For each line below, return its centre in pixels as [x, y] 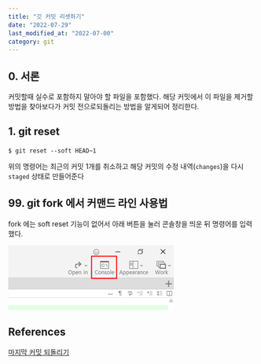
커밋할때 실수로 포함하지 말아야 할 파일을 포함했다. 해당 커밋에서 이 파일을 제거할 [131, 97]
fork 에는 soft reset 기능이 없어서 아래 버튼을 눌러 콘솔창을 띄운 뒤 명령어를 [123, 223]
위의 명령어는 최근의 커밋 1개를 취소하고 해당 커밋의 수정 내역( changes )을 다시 [126, 166]
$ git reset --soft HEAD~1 [52, 151]
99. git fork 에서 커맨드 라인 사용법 [88, 203]
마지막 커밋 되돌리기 [39, 352]
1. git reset [34, 132]
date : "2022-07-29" [40, 25]
